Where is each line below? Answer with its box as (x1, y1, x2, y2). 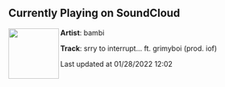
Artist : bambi (60, 27, 105, 37)
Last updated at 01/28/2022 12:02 (60, 59, 173, 68)
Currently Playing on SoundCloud (8, 6, 181, 20)
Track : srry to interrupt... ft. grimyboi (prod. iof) (60, 43, 218, 53)
